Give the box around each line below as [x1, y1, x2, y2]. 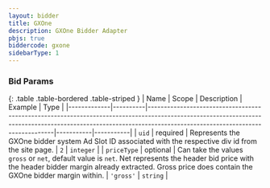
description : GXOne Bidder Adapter [8, 27, 128, 35]
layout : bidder [8, 11, 60, 20]
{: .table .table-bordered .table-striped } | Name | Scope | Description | [8, 94, 243, 104]
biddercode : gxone [8, 42, 70, 50]
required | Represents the [156, 128, 240, 137]
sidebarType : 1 [8, 49, 60, 57]
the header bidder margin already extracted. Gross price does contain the [8, 162, 253, 172]
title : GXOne [8, 19, 52, 27]
